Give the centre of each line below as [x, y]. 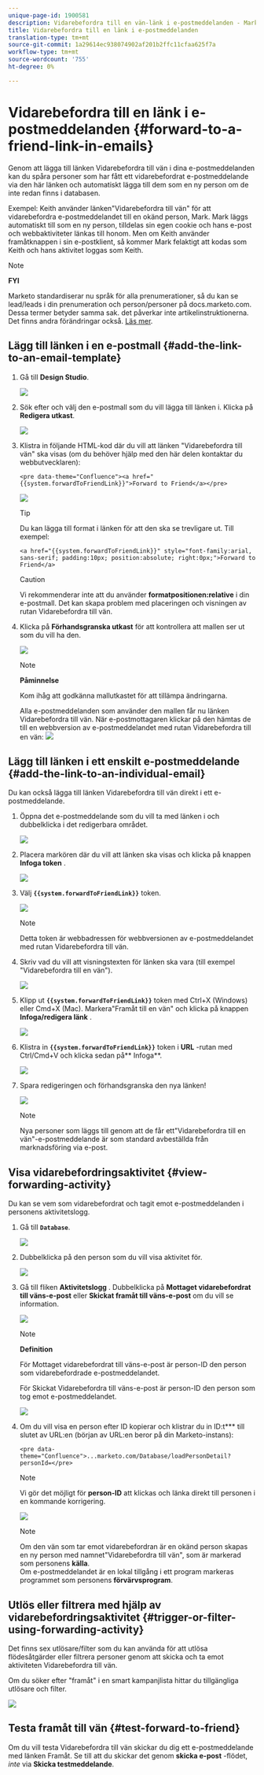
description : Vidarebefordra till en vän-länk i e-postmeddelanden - [125, 23]
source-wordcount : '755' [49, 60]
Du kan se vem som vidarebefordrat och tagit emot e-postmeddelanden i [126, 1204]
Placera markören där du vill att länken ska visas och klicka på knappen [135, 854]
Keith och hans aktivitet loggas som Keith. [76, 250]
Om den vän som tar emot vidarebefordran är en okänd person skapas [134, 1547]
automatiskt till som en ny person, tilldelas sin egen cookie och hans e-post [130, 224]
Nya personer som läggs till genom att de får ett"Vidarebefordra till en [132, 1131]
